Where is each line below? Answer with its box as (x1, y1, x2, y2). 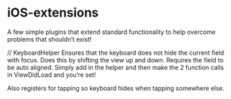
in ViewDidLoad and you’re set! (7, 71, 96, 79)
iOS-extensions (7, 5, 99, 21)
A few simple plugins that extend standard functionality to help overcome (7, 28, 216, 36)
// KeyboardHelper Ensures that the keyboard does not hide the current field (7, 48, 225, 57)
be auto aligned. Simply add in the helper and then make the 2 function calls (7, 63, 224, 71)
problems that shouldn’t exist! (7, 35, 92, 43)
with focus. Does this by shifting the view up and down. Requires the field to (7, 55, 224, 64)
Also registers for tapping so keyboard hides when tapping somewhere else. (7, 84, 225, 92)
